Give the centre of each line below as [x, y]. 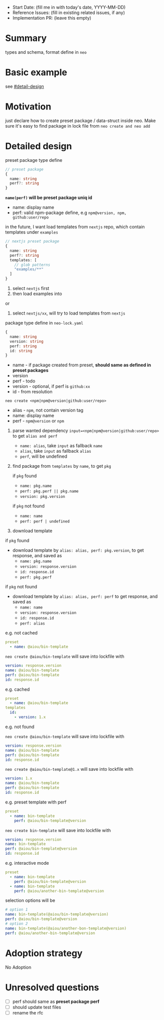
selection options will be [30, 900]
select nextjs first [31, 288]
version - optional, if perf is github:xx [51, 386]
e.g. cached [18, 689]
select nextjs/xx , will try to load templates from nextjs [69, 313]
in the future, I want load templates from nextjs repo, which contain [75, 227]
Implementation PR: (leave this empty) [52, 18]
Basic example [36, 73]
